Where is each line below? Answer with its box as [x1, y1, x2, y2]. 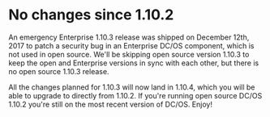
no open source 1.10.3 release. [8, 66, 109, 76]
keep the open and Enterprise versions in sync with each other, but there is [8, 58, 259, 68]
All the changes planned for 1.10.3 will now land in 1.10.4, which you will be [8, 82, 255, 92]
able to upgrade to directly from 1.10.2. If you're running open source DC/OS [8, 90, 263, 100]
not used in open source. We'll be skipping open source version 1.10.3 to [8, 49, 250, 59]
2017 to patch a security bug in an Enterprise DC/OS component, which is [8, 40, 255, 50]
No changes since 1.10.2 [8, 6, 174, 24]
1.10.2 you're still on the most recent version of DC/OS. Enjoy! [8, 99, 213, 109]
